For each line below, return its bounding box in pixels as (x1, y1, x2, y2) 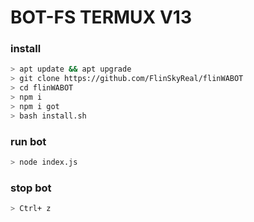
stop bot (10, 181, 52, 195)
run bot (10, 134, 47, 148)
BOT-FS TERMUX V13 (10, 6, 192, 29)
